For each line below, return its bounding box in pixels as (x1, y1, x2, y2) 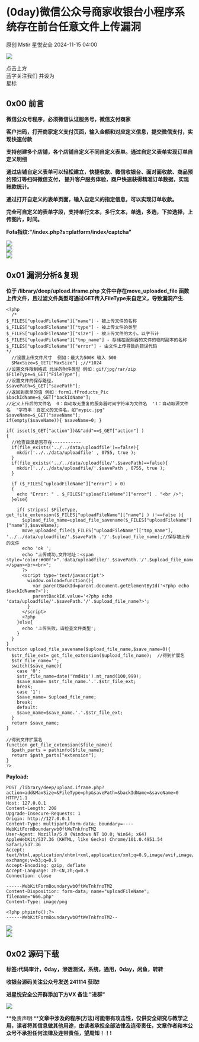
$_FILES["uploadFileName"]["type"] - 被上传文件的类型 (6, 324, 137, 330)
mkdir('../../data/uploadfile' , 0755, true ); (17, 449, 136, 456)
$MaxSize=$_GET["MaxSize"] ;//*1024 (11, 360, 102, 366)
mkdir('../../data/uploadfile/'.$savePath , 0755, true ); (17, 465, 166, 471)
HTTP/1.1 (6, 795, 28, 801)
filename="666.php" (6, 894, 54, 900)
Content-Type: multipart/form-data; (6, 821, 97, 827)
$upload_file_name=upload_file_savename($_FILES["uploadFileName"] (21, 517, 192, 523)
